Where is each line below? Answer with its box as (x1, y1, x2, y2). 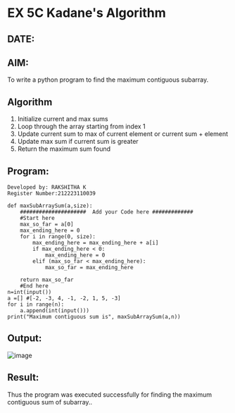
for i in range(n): (7, 301, 65, 308)
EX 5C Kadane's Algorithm (7, 5, 167, 21)
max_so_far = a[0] (20, 221, 74, 228)
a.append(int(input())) (20, 307, 90, 314)
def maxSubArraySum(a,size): (7, 202, 93, 209)
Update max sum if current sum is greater (17, 137, 139, 146)
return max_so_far (20, 276, 74, 283)
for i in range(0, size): (20, 233, 96, 240)
